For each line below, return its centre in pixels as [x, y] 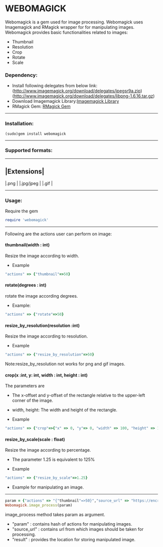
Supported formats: [29, 151]
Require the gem [22, 211]
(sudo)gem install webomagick [36, 134]
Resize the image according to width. [42, 256]
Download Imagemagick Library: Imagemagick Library [65, 101]
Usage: [14, 200]
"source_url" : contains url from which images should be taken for [78, 529]
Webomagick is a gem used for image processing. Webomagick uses [74, 22]
